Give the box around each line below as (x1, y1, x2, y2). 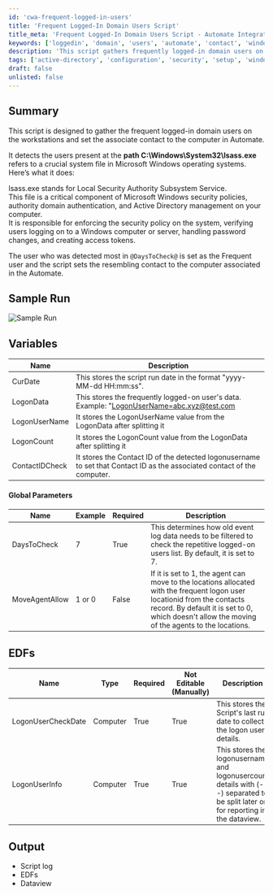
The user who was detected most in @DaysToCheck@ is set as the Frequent (8, 250, 252, 260)
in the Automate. (8, 268, 64, 278)
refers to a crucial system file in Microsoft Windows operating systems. (8, 159, 246, 168)
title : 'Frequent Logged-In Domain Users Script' (8, 21, 180, 30)
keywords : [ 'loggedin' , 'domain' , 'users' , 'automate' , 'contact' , (8, 39, 242, 47)
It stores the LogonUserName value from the (76, 412, 225, 422)
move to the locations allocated (150, 577, 256, 587)
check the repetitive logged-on (150, 540, 256, 550)
